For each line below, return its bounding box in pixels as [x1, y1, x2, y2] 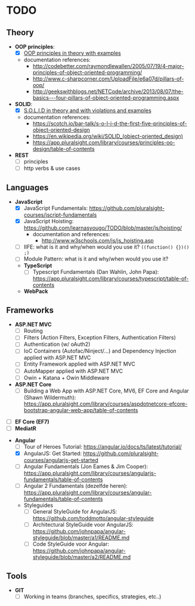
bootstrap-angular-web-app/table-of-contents [23, 406, 138, 413]
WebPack [23, 287, 48, 295]
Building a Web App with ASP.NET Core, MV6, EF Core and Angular [23, 387, 190, 394]
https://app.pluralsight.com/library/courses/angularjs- [23, 469, 156, 477]
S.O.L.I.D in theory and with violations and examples [23, 107, 152, 114]
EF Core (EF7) [14, 418, 49, 425]
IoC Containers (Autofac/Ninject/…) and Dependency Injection [23, 347, 177, 355]
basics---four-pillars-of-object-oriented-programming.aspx [32, 94, 179, 101]
